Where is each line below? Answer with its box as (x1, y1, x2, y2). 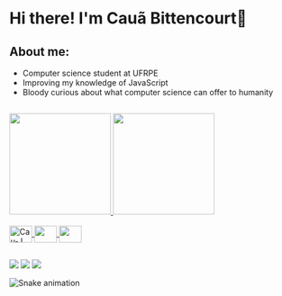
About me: (9, 44, 70, 59)
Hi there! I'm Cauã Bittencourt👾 (9, 8, 248, 29)
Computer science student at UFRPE (22, 67, 159, 78)
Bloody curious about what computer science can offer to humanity (22, 87, 274, 97)
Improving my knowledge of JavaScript (22, 77, 168, 88)
